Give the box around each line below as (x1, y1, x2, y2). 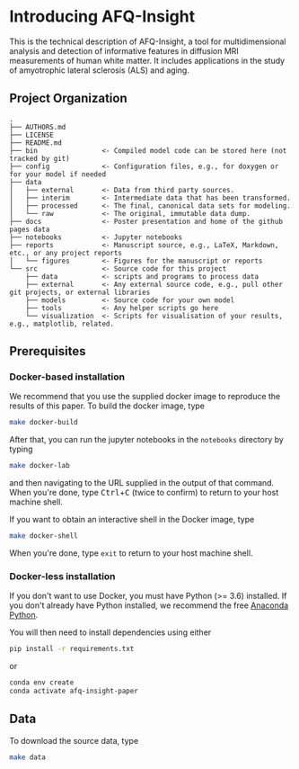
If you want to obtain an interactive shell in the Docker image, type (9, 514, 255, 525)
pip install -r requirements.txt (9, 645, 135, 654)
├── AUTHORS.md (9, 122, 66, 131)
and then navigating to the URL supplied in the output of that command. (9, 478, 275, 488)
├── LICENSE (9, 130, 54, 139)
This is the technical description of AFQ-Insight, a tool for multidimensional (9, 36, 286, 47)
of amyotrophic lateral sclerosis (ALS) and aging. (9, 65, 190, 76)
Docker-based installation (9, 371, 126, 383)
